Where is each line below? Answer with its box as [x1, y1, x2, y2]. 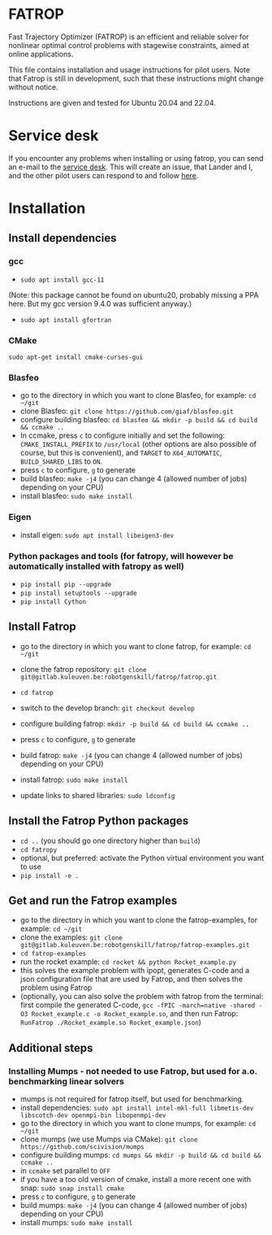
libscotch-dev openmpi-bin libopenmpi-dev [19, 1111, 166, 1119]
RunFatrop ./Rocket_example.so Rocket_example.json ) [19, 1018, 201, 1028]
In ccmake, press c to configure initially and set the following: [19, 430, 226, 440]
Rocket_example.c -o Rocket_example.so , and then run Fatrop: [31, 1009, 239, 1019]
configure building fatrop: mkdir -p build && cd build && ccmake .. [19, 718, 250, 728]
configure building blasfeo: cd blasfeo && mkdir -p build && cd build [19, 415, 258, 425]
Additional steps [8, 1041, 93, 1054]
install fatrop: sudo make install [19, 775, 128, 784]
